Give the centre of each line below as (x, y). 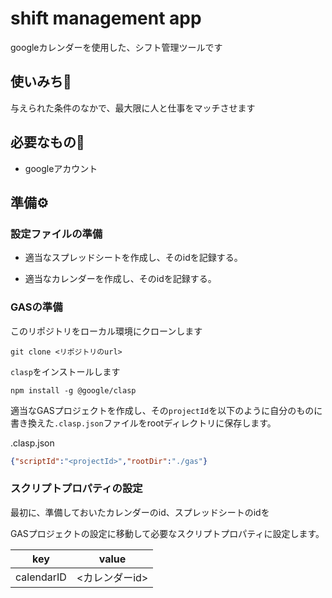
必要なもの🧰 (47, 142)
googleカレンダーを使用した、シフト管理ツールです (116, 47)
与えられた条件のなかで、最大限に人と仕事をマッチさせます (133, 108)
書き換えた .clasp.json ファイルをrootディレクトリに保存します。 (143, 423)
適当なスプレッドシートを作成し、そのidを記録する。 (133, 258)
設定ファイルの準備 (56, 234)
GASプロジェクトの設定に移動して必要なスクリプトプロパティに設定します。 (167, 533)
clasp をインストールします (65, 371)
